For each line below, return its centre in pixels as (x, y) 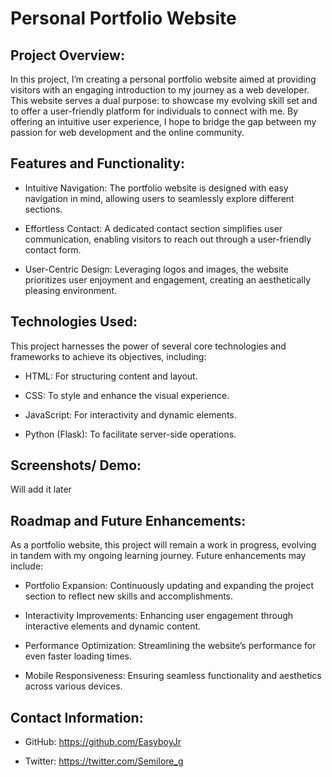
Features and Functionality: (97, 163)
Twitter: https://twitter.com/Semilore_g (104, 761)
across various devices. (73, 686)
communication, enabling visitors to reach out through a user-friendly (168, 239)
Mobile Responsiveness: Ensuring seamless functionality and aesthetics (173, 676)
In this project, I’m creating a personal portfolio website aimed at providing (163, 79)
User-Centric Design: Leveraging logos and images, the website (156, 269)
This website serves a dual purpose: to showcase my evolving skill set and (164, 100)
